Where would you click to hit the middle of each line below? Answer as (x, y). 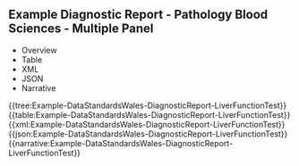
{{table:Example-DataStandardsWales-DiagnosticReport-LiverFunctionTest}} (149, 114)
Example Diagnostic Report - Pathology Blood (138, 15)
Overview (39, 50)
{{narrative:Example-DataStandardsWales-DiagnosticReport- (121, 143)
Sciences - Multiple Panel (81, 29)
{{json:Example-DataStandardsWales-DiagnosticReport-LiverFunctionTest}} (148, 134)
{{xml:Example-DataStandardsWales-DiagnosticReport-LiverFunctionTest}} (147, 124)
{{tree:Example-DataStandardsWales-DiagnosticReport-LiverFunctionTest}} (148, 105)
